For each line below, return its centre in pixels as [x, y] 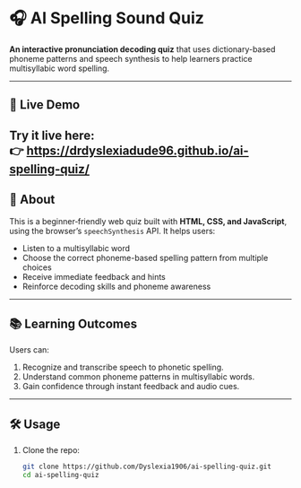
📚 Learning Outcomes [73, 323]
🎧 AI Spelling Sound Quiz [107, 18]
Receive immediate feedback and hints [94, 276]
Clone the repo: [51, 450]
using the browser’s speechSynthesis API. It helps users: [112, 231]
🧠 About [32, 200]
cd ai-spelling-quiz [60, 475]
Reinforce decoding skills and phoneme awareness [116, 286]
